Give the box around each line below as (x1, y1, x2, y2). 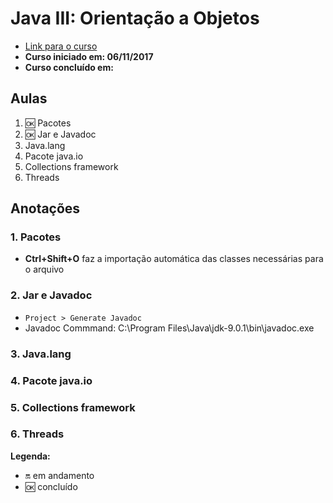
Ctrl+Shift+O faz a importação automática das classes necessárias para (24, 253, 324, 265)
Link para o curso (24, 40, 98, 52)
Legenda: (10, 450, 51, 462)
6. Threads (10, 427, 65, 441)
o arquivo (24, 263, 65, 276)
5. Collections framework (10, 400, 136, 414)
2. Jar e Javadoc (10, 288, 93, 302)
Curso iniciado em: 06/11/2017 (24, 50, 154, 62)
